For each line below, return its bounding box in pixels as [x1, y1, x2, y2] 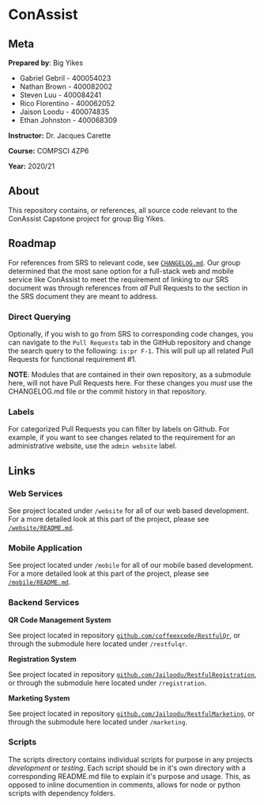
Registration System [8, 654, 77, 663]
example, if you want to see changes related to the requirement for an [8, 433, 236, 443]
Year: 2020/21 [8, 162, 55, 171]
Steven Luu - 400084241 [19, 90, 101, 100]
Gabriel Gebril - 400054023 [19, 74, 111, 82]
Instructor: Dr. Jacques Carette [8, 131, 111, 140]
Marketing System [8, 693, 70, 702]
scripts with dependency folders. [8, 788, 116, 797]
